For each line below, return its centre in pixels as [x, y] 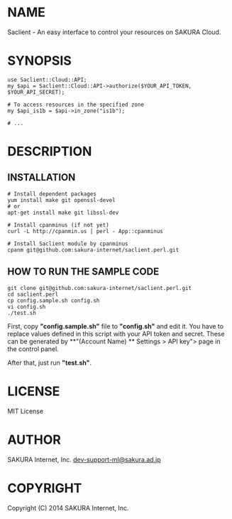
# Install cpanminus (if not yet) [59, 225]
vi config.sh [27, 306]
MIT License [26, 411]
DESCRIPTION [50, 152]
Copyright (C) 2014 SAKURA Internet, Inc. [68, 508]
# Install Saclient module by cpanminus [68, 244]
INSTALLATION [42, 177]
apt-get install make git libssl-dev [63, 213]
